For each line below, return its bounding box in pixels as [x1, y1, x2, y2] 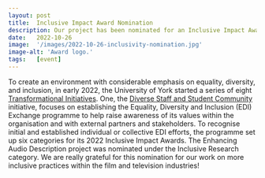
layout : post [8, 11, 51, 20]
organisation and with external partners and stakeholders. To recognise [8, 119, 241, 128]
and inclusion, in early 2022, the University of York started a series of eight [8, 85, 252, 95]
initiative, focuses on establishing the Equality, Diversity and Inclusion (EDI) [8, 102, 252, 111]
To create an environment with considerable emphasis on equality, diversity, [8, 76, 256, 87]
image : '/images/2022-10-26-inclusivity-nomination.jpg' [8, 41, 203, 49]
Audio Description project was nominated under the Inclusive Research [8, 143, 239, 154]
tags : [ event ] [8, 56, 62, 64]
